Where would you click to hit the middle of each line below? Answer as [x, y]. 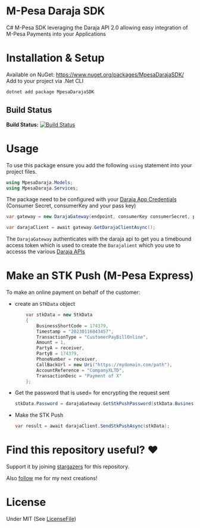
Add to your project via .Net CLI [45, 81]
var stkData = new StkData [59, 315]
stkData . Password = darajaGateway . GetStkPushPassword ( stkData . [95, 404]
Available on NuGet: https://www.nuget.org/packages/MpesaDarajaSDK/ [95, 74]
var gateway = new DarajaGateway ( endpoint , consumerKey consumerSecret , [98, 217]
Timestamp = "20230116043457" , [75, 331]
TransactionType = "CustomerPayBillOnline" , [93, 337]
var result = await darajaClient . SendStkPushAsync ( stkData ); [92, 426]
